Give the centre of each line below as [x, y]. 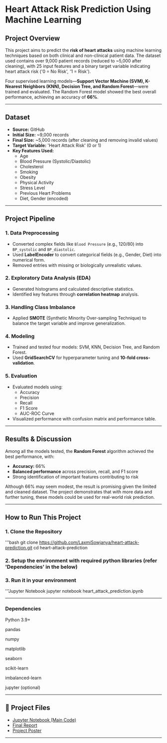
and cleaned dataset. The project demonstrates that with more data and [79, 492]
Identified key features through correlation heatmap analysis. [76, 294]
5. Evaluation [21, 376]
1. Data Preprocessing [32, 233]
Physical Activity [37, 182]
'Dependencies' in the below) [42, 567]
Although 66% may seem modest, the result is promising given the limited [81, 486]
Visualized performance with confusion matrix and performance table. [84, 418]
